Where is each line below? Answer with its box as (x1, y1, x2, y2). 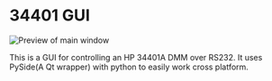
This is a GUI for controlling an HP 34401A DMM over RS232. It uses (9, 52, 263, 62)
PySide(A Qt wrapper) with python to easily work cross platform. (9, 61, 249, 72)
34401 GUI (9, 5, 90, 26)
